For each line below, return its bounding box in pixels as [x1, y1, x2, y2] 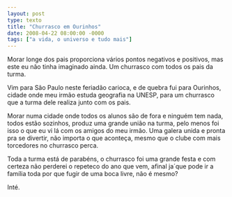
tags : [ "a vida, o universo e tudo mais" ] [7, 36, 132, 43]
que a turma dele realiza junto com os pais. [7, 98, 131, 107]
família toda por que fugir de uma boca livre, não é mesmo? [7, 170, 178, 178]
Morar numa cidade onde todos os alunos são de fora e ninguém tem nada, [7, 112, 224, 120]
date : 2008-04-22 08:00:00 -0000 [7, 29, 105, 37]
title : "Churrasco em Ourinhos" [7, 23, 101, 30]
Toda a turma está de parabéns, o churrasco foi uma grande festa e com [7, 155, 216, 164]
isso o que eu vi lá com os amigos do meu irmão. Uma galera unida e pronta [7, 127, 226, 135]
